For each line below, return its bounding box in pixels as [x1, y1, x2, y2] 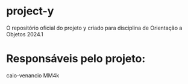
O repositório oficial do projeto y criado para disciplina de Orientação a [6, 24, 183, 31]
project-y [6, 4, 54, 18]
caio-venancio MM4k [6, 71, 60, 79]
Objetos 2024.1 [6, 30, 43, 37]
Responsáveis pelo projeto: [6, 52, 146, 66]
